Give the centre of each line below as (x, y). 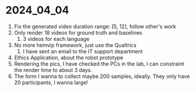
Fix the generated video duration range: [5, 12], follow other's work (95, 26)
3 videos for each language (56, 39)
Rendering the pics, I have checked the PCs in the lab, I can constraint (99, 64)
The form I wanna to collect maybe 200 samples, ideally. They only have (102, 76)
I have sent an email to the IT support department (83, 51)
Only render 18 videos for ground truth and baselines (78, 32)
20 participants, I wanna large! (51, 82)
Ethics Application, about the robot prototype (69, 57)
